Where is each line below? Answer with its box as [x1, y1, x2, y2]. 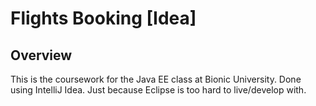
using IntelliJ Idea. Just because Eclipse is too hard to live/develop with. [10, 84, 307, 96]
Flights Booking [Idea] [10, 7, 197, 30]
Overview [10, 47, 73, 64]
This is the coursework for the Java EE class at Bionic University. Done [10, 73, 302, 85]
